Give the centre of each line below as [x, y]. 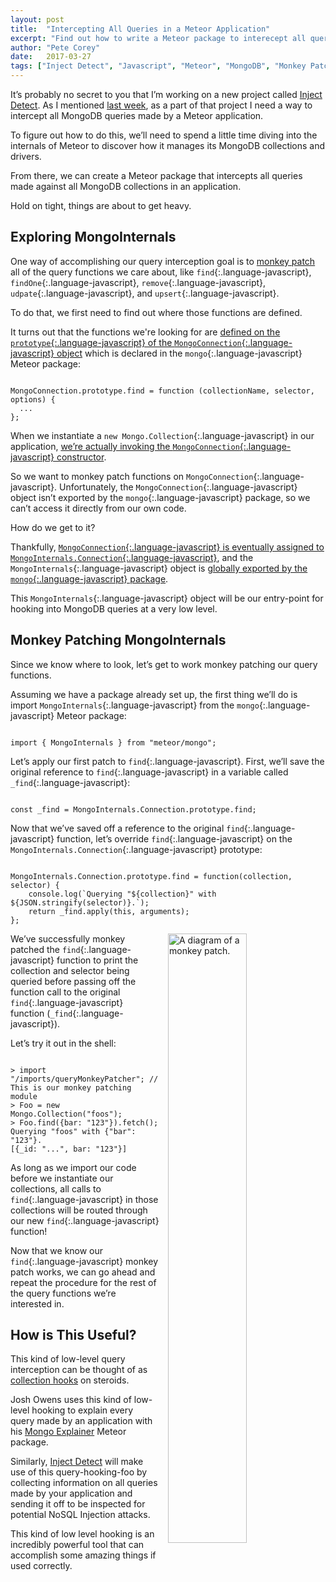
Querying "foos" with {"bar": [73, 1131]
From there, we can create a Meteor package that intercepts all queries [156, 175]
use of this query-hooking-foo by [79, 1472]
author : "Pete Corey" [55, 47]
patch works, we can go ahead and [83, 1272]
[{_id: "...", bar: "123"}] [69, 1149]
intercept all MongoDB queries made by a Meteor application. [137, 115]
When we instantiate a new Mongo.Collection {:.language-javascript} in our [162, 435]
